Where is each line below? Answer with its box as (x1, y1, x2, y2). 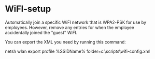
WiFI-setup (5, 3, 51, 15)
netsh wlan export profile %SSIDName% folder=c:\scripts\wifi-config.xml (5, 48, 151, 54)
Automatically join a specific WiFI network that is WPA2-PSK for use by (5, 19, 146, 25)
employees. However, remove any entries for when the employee (5, 24, 134, 30)
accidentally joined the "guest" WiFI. (5, 29, 78, 35)
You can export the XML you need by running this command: (5, 39, 126, 44)
